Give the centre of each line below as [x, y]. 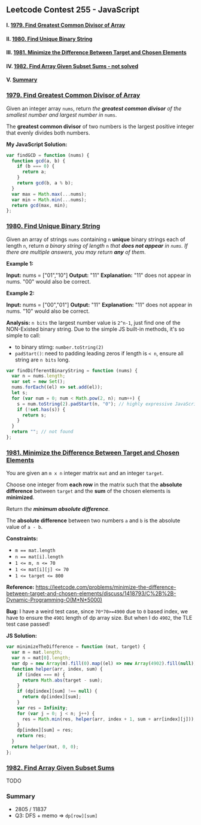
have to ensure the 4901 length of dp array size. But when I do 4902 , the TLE [99, 618]
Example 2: [20, 293]
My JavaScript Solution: [37, 144]
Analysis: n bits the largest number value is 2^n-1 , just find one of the [93, 322]
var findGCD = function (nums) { [48, 155]
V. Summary [22, 80]
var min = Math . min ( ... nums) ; [49, 200]
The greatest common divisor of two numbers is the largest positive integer [100, 126]
